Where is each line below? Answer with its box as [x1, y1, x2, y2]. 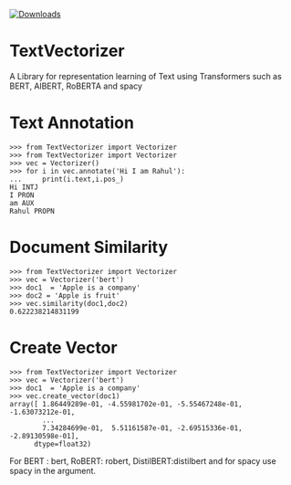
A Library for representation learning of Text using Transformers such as [9, 70, 283, 81]
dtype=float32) [33, 439, 92, 448]
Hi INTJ [9, 183, 39, 192]
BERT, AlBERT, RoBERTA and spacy [9, 80, 143, 91]
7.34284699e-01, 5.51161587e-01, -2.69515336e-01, [42, 423, 244, 433]
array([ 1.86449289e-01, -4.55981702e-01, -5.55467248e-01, [9, 399, 244, 408]
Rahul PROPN [9, 206, 55, 216]
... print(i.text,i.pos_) [9, 174, 125, 184]
